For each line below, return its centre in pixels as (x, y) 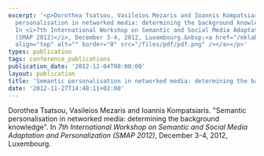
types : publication (40, 52)
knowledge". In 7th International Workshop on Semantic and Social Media (128, 127)
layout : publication (42, 74)
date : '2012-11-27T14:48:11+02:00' (66, 88)
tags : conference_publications (59, 60)
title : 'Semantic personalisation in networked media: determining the (128, 81)
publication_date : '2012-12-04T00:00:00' (77, 67)
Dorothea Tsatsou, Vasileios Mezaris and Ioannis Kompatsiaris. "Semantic (127, 111)
